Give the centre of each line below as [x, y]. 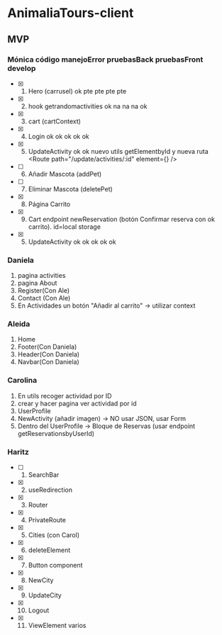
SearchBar [44, 475]
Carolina [22, 381]
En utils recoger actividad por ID [65, 395]
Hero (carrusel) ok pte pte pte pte [77, 91]
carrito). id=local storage [65, 226]
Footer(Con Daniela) [47, 347]
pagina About [37, 283]
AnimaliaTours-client [71, 13]
